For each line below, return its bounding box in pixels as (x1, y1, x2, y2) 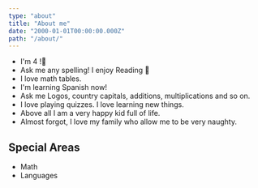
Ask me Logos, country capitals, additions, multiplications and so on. (19, 91, 251, 101)
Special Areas (8, 140, 80, 154)
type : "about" (8, 11, 57, 20)
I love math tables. (19, 74, 82, 83)
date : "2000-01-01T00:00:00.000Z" (8, 27, 126, 35)
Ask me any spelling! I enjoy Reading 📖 (19, 66, 150, 75)
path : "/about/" (8, 34, 63, 43)
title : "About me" (8, 19, 71, 28)
